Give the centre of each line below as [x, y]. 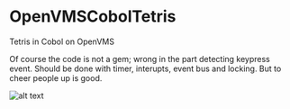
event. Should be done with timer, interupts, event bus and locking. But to [145, 68]
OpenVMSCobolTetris [93, 17]
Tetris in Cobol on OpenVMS [62, 41]
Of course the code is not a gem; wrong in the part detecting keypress [140, 59]
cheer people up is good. [56, 77]
